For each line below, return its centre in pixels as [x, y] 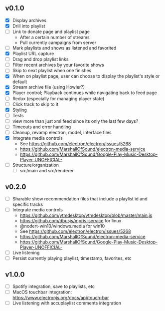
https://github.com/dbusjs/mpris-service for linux [71, 221]
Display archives [29, 20]
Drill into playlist [29, 26]
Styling [20, 110]
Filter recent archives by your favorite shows [58, 65]
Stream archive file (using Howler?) [49, 87]
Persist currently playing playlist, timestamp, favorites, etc [72, 258]
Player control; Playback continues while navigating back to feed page [84, 93]
